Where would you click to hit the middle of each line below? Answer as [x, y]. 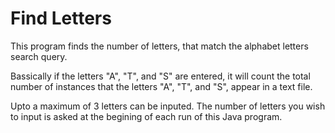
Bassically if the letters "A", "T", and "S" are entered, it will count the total [160, 76]
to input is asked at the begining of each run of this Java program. [146, 116]
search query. [39, 56]
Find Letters [61, 18]
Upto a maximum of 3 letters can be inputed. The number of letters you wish [168, 106]
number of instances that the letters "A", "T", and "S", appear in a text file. [161, 86]
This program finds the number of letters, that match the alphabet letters [159, 46]
